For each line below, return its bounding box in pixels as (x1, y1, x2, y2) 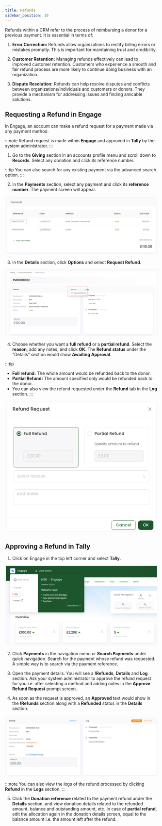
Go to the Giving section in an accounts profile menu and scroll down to (12, 152, 156, 158)
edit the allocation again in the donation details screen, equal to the (12, 811, 146, 817)
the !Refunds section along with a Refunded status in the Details (12, 700, 143, 706)
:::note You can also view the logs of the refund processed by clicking (5, 781, 145, 787)
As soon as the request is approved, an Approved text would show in (12, 695, 151, 701)
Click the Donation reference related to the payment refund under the (12, 795, 152, 801)
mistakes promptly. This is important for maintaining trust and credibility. (12, 47, 157, 52)
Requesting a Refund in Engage (5, 110, 102, 118)
